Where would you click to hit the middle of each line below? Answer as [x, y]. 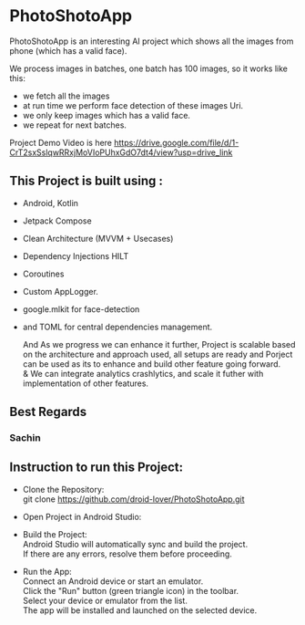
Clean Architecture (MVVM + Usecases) [98, 238]
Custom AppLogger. [60, 291]
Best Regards [48, 412]
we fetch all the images [66, 96]
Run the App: [47, 571]
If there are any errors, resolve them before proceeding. [127, 554]
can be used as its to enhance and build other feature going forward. [152, 364]
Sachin [25, 438]
